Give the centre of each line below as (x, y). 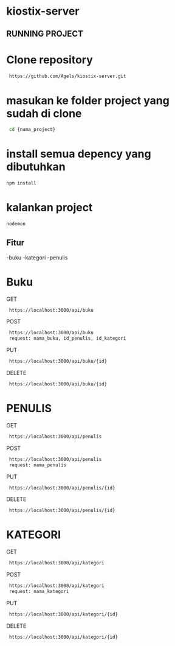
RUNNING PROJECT (45, 34)
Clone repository (50, 60)
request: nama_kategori (39, 591)
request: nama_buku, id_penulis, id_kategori (67, 339)
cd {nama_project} (32, 130)
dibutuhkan (36, 167)
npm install (21, 183)
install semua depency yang (79, 154)
